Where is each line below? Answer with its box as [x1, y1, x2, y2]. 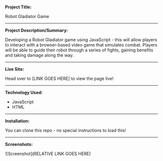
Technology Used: [5, 90, 43, 95]
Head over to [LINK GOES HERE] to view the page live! [5, 76, 114, 81]
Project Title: [5, 4, 32, 10]
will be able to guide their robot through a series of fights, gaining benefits [5, 47, 154, 53]
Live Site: [5, 66, 24, 72]
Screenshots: [5, 142, 33, 147]
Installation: [5, 118, 30, 124]
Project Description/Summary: [5, 28, 68, 33]
